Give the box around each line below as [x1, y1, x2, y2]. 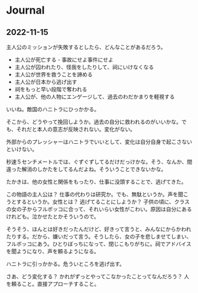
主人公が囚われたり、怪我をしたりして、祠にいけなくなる [14, 63, 154, 70]
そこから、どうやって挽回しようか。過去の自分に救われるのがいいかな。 [6, 118, 182, 125]
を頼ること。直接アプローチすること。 [6, 281, 99, 287]
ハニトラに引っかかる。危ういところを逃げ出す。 [6, 260, 125, 267]
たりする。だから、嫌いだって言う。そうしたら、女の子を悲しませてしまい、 [6, 233, 192, 240]
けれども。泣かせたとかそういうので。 [6, 213, 99, 220]
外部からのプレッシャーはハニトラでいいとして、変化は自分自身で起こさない [6, 139, 192, 145]
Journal [6, 4, 45, 17]
